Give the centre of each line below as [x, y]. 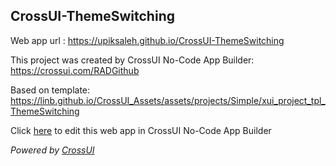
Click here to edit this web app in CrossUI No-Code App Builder [141, 130]
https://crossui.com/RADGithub [75, 70]
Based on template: [50, 90]
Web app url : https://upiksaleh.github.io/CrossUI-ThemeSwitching [147, 40]
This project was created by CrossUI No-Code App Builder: [132, 60]
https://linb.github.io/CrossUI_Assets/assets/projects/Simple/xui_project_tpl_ [168, 100]
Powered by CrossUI [52, 150]
